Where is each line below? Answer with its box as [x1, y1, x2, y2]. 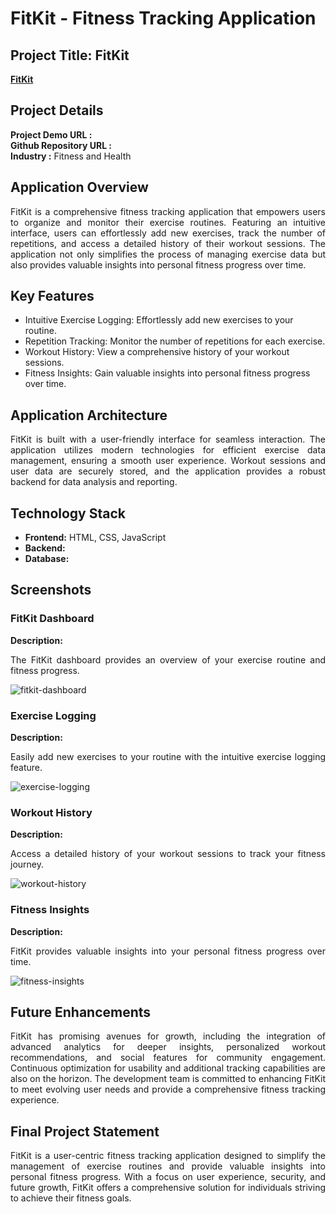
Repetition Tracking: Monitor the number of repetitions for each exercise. [24, 335, 326, 347]
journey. [10, 858, 44, 871]
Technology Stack [10, 505, 126, 522]
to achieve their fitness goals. [10, 1192, 132, 1204]
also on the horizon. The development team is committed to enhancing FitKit [10, 1073, 326, 1085]
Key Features [10, 288, 95, 305]
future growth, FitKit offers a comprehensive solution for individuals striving [10, 1182, 326, 1194]
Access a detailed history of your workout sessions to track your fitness [10, 848, 326, 860]
